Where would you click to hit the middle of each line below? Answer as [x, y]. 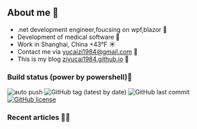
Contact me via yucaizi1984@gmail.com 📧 [77, 51]
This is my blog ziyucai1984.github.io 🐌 [73, 59]
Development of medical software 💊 [68, 37]
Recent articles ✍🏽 [39, 117]
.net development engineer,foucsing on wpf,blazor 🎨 [92, 29]
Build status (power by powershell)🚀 [70, 77]
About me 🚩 [33, 13]
